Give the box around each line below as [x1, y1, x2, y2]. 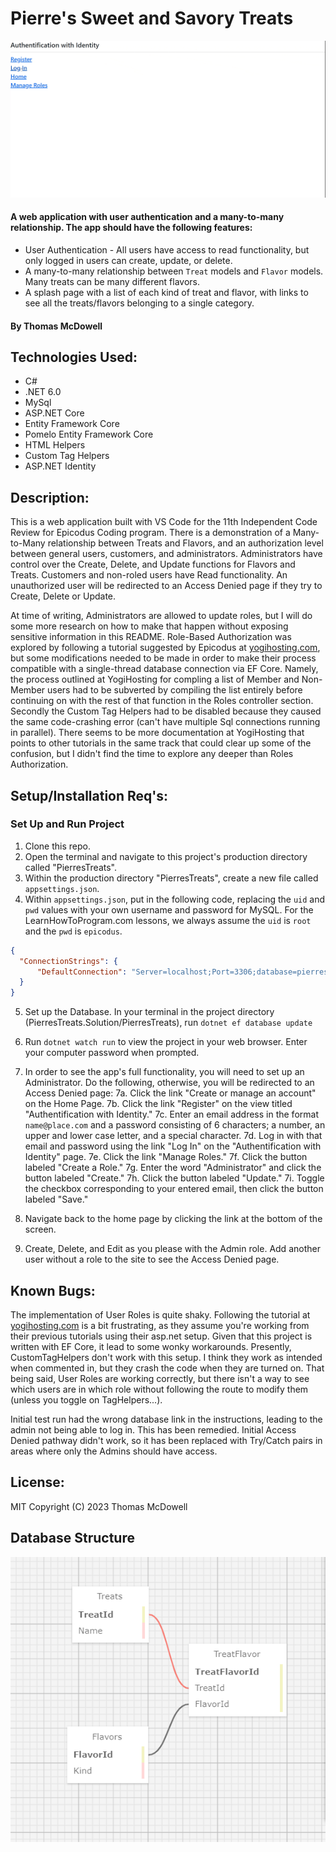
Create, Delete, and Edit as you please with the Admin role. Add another [24, 1243, 321, 1255]
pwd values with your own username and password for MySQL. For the [24, 903, 314, 916]
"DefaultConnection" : [36, 967, 128, 977]
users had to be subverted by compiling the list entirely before [47, 684, 303, 696]
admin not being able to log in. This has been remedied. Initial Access [10, 1424, 297, 1436]
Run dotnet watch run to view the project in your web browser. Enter [24, 1036, 308, 1048]
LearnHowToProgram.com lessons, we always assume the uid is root [24, 914, 312, 926]
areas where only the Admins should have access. [10, 1445, 218, 1457]
